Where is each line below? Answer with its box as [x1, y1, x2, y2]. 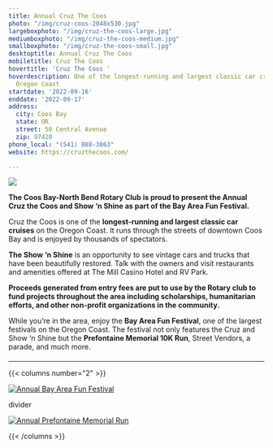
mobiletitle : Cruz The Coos [8, 58, 104, 66]
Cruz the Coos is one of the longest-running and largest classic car [8, 217, 238, 227]
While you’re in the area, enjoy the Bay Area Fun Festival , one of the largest [8, 316, 262, 326]
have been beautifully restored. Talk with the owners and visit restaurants [8, 259, 254, 268]
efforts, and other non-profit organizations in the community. [8, 300, 220, 310]
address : [8, 102, 38, 111]
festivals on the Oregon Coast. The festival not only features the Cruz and [8, 324, 256, 334]
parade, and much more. [8, 342, 91, 352]
